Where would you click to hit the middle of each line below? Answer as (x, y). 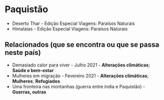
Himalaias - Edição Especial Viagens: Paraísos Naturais (70, 28)
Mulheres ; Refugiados (36, 81)
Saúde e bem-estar (33, 70)
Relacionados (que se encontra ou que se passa (82, 45)
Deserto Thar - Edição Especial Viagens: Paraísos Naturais (73, 23)
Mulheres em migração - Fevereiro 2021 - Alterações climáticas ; (80, 76)
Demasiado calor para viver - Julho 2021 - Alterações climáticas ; (81, 65)
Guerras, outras (29, 92)
